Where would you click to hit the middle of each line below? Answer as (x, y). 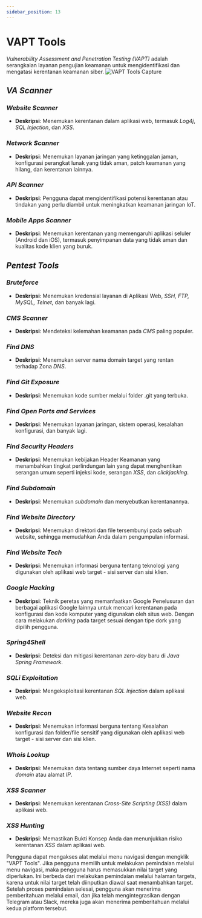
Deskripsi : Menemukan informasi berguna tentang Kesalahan (91, 726)
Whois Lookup (28, 755)
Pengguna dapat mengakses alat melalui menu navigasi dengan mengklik (98, 857)
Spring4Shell (26, 642)
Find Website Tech (34, 552)
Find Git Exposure (33, 382)
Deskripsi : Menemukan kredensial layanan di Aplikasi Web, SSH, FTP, (102, 296)
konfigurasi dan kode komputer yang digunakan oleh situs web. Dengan (105, 614)
